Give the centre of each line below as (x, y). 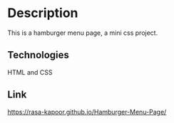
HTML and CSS (30, 72)
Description (43, 13)
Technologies (39, 55)
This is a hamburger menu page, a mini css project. (83, 33)
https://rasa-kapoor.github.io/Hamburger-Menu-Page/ (87, 112)
